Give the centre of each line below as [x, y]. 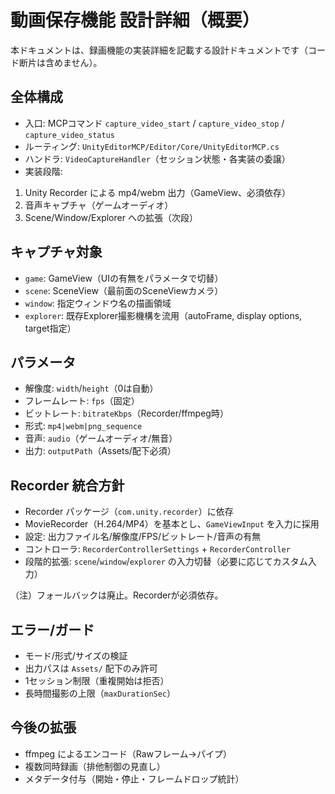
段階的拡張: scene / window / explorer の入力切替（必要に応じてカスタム [166, 562]
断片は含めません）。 [60, 62]
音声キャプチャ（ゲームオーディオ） [99, 205]
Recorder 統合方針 [67, 485]
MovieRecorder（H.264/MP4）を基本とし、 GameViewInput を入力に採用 [172, 524]
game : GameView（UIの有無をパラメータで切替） [124, 278]
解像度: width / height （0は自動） [91, 388]
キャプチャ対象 [56, 252]
